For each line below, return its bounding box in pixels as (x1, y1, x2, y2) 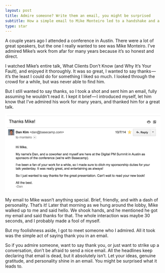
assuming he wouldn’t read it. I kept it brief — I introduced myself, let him (5, 94, 152, 100)
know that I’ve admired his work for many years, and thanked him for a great (5, 99, 160, 105)
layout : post (5, 8, 32, 13)
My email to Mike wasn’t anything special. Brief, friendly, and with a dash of (5, 196, 159, 202)
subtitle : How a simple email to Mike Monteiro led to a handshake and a (5, 18, 160, 23)
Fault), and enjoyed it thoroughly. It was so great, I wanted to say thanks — (5, 68, 156, 74)
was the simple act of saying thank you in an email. (5, 233, 109, 238)
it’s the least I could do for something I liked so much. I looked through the (5, 74, 155, 79)
